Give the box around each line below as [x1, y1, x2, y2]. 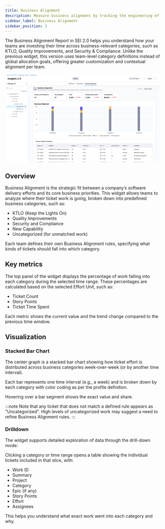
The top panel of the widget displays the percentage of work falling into [5, 273, 150, 279]
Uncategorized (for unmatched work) [12, 231, 88, 237]
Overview [5, 172, 36, 180]
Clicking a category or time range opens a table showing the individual [5, 452, 148, 458]
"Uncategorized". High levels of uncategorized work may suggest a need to [5, 408, 158, 414]
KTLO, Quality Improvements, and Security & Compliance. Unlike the [5, 48, 143, 54]
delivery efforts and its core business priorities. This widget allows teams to [5, 190, 158, 196]
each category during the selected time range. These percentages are [5, 279, 147, 284]
